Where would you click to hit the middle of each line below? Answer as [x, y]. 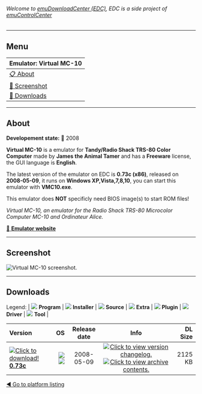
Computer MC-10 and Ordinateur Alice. [55, 216]
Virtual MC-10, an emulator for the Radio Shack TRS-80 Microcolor [90, 210]
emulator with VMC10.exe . [39, 187]
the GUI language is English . [41, 162]
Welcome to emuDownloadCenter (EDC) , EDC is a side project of [87, 8]
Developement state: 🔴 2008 [43, 138]
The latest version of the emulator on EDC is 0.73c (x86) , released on [93, 174]
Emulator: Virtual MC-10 [46, 63]
